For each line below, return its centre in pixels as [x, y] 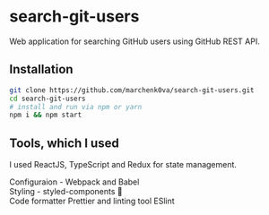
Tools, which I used [64, 143]
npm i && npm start [46, 115]
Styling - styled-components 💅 [66, 192]
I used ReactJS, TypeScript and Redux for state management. [123, 165]
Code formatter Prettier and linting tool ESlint [92, 201]
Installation [41, 69]
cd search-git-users [48, 99]
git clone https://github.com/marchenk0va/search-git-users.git [132, 90]
